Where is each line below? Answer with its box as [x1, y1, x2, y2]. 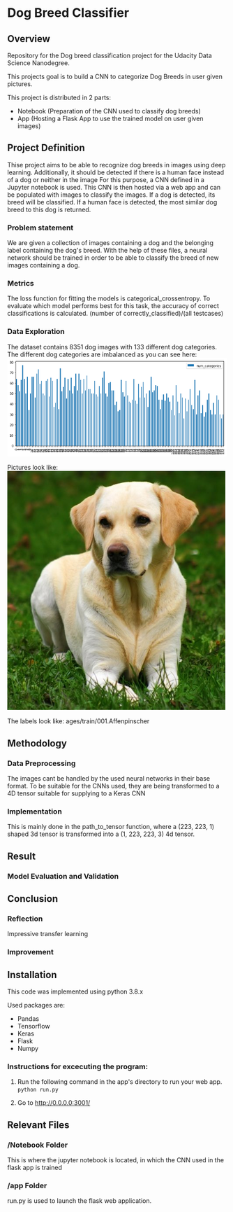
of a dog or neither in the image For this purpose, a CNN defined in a [7, 175, 204, 183]
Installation [7, 968, 57, 981]
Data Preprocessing [7, 758, 76, 768]
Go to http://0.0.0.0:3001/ [17, 1099, 91, 1107]
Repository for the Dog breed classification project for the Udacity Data [7, 51, 212, 60]
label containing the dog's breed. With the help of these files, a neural [7, 246, 208, 255]
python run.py [17, 1087, 59, 1094]
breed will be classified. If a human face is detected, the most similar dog [7, 197, 218, 206]
